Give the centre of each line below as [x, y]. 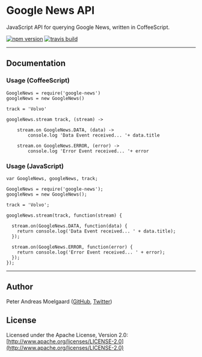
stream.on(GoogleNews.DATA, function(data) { [70, 226]
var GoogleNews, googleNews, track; [52, 178]
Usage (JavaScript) [35, 166]
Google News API [50, 11]
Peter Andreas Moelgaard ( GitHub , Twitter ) [59, 301]
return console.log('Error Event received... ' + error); [91, 252]
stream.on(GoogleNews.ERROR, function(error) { [72, 247]
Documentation [36, 64]
